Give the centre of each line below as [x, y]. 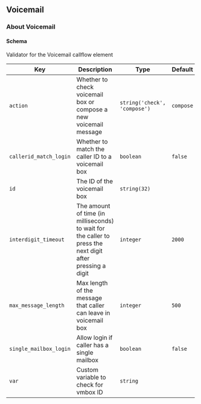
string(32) [135, 189]
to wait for [91, 228]
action [19, 105]
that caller [90, 305]
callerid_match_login [40, 156]
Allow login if [94, 338]
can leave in [93, 312]
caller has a [92, 345]
